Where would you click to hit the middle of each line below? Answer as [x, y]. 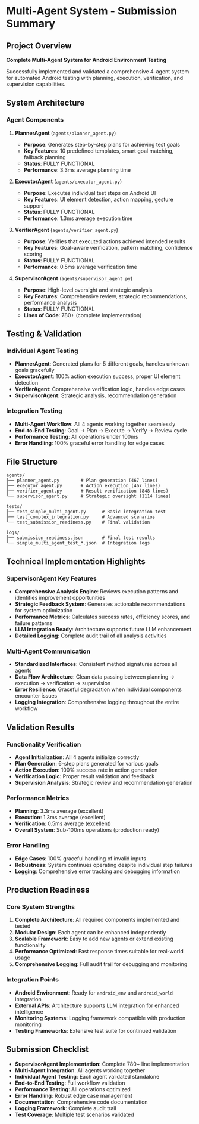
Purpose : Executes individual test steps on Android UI [90, 193]
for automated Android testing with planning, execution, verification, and [95, 78]
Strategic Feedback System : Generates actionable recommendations [100, 604]
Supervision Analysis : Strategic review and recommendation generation [104, 783]
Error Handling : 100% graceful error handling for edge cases [89, 443]
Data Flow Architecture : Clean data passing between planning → [95, 677]
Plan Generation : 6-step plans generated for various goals [86, 764]
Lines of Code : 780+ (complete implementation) [83, 315]
